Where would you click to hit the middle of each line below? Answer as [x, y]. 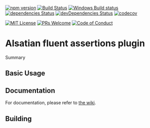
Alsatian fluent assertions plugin [75, 44]
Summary [15, 57]
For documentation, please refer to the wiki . [51, 103]
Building [18, 119]
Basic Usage [25, 73]
